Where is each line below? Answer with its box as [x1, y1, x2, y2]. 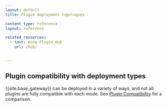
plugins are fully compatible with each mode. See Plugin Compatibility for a [5, 90, 162, 96]
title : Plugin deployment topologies [5, 12, 85, 17]
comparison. [5, 96, 32, 102]
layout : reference [5, 26, 44, 31]
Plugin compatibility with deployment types [5, 72, 146, 81]
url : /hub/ [14, 44, 37, 49]
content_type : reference [5, 21, 58, 26]
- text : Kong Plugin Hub [10, 40, 62, 45]
